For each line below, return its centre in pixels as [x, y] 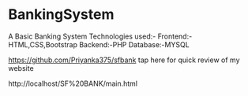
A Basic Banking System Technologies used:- [82, 36]
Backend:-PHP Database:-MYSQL [134, 44]
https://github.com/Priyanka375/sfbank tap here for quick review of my [124, 60]
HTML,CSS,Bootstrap [43, 44]
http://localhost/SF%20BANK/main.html [73, 83]
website [21, 68]
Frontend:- [175, 36]
